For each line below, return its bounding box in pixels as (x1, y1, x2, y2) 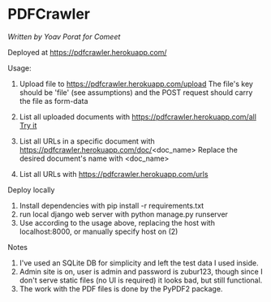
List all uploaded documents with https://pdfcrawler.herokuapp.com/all (19, 111, 257, 122)
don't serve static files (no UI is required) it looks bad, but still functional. (19, 275, 263, 285)
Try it (19, 120, 37, 130)
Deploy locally (7, 184, 55, 195)
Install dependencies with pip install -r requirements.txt (19, 201, 204, 210)
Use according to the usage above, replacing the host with (19, 218, 216, 227)
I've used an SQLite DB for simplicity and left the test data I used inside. (19, 257, 259, 268)
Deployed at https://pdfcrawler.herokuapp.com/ (7, 47, 167, 57)
